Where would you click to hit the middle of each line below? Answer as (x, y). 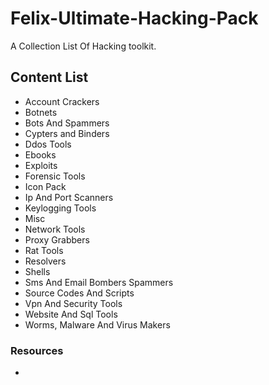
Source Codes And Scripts (79, 293)
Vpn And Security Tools (73, 303)
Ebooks (40, 154)
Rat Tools (44, 250)
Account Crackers (62, 101)
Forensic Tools (55, 176)
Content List (49, 77)
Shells (37, 271)
